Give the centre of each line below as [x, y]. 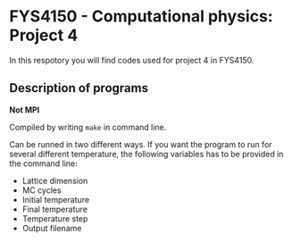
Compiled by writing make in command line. [88, 127]
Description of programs [79, 88]
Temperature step [55, 218]
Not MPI [25, 110]
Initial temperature [56, 199]
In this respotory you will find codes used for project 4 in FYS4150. [132, 60]
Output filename [52, 228]
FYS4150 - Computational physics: [142, 17]
